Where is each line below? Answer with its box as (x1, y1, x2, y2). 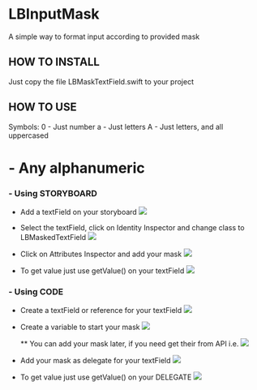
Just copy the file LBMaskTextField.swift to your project (8, 76, 195, 86)
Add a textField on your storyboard (19, 208, 138, 217)
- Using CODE (8, 285, 63, 297)
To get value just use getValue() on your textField (19, 266, 185, 276)
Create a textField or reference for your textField (19, 306, 182, 315)
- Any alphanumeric (8, 159, 145, 177)
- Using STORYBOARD (8, 187, 97, 199)
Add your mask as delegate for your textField (19, 356, 172, 366)
